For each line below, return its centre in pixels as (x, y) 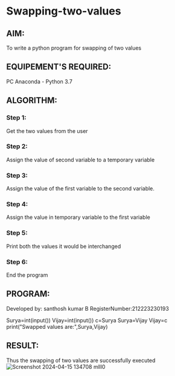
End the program (27, 275)
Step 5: (17, 233)
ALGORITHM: (32, 101)
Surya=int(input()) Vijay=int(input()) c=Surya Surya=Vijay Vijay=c (87, 320)
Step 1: (16, 118)
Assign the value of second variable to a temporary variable (81, 160)
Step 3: (17, 175)
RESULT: (23, 346)
